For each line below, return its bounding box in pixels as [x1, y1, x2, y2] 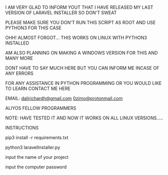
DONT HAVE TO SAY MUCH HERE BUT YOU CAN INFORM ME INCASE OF [5, 65, 159, 71]
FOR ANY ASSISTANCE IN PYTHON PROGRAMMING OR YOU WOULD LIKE [5, 80, 162, 86]
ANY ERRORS [5, 70, 34, 76]
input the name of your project [5, 154, 69, 160]
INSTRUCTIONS [5, 125, 39, 130]
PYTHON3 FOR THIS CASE [5, 25, 62, 31]
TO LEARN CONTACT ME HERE [5, 85, 71, 92]
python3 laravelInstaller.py [5, 144, 61, 150]
